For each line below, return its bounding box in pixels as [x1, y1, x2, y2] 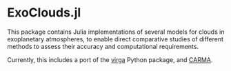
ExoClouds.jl [7, 5, 81, 21]
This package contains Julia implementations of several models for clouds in [7, 28, 225, 36]
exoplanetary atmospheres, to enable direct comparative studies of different [7, 34, 224, 43]
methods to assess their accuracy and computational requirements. [7, 42, 199, 50]
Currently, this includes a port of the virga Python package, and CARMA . [7, 55, 213, 63]
